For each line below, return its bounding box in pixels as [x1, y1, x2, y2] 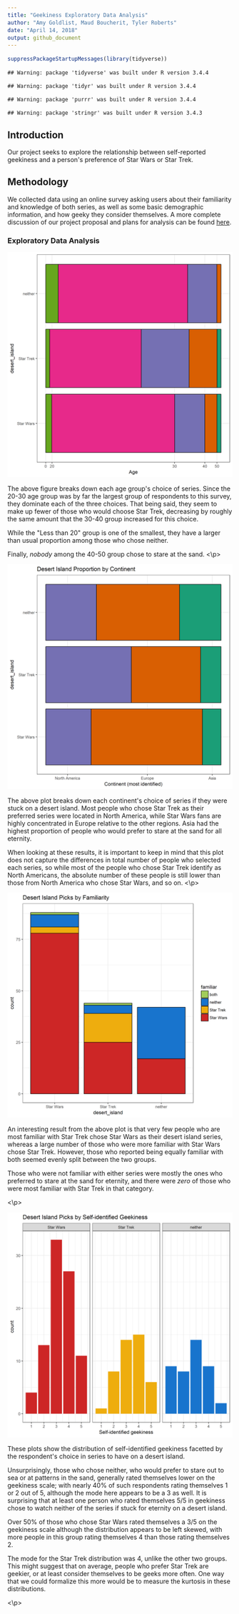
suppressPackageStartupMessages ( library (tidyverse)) [7, 56, 168, 63]
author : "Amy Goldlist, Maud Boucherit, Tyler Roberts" [7, 19, 177, 26]
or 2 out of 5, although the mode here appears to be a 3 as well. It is [7, 1489, 207, 1498]
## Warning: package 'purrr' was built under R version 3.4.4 [7, 96, 196, 104]
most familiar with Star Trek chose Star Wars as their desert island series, [7, 1133, 223, 1141]
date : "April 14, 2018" [7, 26, 78, 34]
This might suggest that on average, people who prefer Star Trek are [7, 1562, 209, 1570]
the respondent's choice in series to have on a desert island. [7, 1452, 185, 1460]
